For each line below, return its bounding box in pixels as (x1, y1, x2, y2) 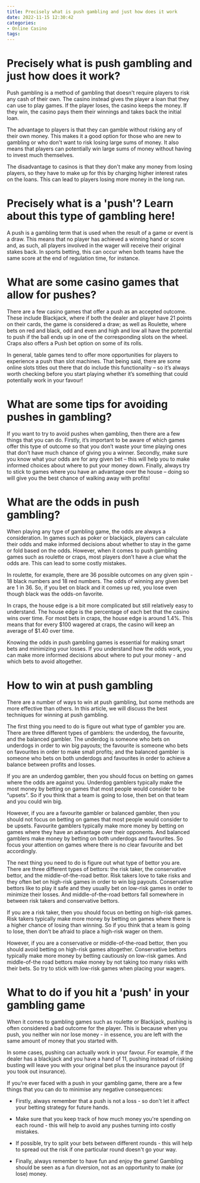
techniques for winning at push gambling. (7, 711, 109, 718)
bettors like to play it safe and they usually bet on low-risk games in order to (7, 884, 193, 891)
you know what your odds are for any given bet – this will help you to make (7, 455, 190, 462)
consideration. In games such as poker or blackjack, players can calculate (7, 534, 188, 541)
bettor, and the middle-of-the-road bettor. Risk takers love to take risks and (7, 872, 191, 879)
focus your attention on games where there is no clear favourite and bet (7, 841, 183, 848)
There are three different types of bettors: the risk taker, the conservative (7, 865, 186, 872)
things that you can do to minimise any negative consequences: (7, 1086, 163, 1093)
